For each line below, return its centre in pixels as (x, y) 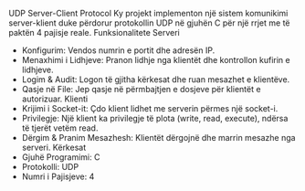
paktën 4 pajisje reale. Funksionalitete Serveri (94, 32)
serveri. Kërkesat (54, 147)
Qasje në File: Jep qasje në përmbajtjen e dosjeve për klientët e (141, 89)
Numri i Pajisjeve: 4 (58, 176)
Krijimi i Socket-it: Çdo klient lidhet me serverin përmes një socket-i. (150, 108)
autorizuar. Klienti (55, 99)
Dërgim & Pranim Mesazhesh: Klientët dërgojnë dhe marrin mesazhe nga (158, 138)
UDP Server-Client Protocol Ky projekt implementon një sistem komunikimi (148, 13)
